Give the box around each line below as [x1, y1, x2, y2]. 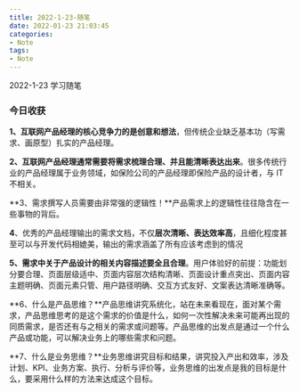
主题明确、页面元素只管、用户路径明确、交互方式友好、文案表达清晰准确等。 [9, 280, 290, 290]
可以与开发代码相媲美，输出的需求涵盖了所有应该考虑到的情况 [16, 239, 243, 249]
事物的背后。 [16, 208, 64, 219]
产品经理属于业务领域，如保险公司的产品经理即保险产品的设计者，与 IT [24, 167, 284, 178]
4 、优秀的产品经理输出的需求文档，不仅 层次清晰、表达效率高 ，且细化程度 [9, 228, 280, 239]
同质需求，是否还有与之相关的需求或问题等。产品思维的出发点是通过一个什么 [9, 322, 290, 332]
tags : [9, 46, 29, 55]
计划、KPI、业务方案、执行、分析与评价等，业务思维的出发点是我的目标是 [9, 363, 279, 373]
